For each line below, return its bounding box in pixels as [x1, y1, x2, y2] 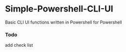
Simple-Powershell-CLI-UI [5, 3, 113, 14]
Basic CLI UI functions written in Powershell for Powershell [5, 19, 122, 25]
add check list [5, 42, 33, 48]
